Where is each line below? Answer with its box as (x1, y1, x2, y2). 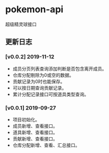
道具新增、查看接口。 (12, 129, 58, 135)
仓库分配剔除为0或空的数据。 (12, 72, 74, 78)
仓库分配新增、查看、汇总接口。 (12, 142, 80, 148)
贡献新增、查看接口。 (12, 136, 58, 142)
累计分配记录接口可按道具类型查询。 (12, 91, 89, 97)
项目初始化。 (12, 116, 40, 122)
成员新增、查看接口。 (12, 123, 58, 129)
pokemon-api (5, 4, 64, 15)
